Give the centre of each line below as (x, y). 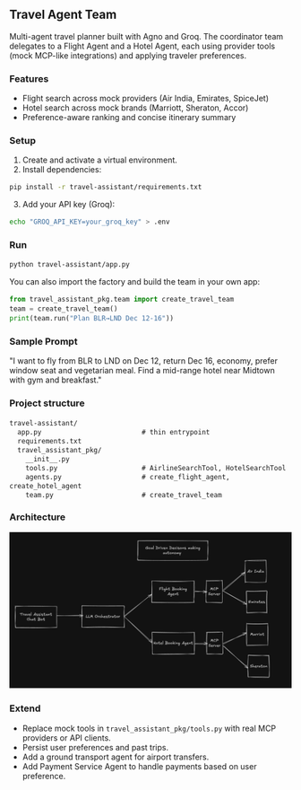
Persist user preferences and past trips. (95, 747)
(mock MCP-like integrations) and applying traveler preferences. (128, 55)
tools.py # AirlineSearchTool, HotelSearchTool (156, 468)
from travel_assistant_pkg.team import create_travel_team (122, 300)
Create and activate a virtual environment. (99, 160)
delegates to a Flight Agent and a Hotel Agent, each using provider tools (142, 46)
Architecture (38, 517)
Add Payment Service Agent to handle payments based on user (139, 766)
